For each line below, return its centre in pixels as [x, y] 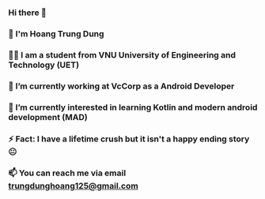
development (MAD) [48, 117]
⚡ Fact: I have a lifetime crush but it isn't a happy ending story [129, 139]
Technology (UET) [44, 65]
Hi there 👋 [28, 13]
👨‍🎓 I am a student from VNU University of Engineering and [122, 54]
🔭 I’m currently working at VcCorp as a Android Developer [121, 86]
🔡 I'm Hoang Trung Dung [56, 33]
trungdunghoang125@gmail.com [73, 186]
